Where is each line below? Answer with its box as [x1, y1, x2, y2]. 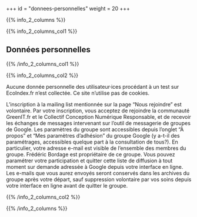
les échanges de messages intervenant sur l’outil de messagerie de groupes [6, 119, 191, 126]
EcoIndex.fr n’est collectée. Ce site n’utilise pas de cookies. [6, 89, 150, 96]
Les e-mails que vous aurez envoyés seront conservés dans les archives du [6, 169, 190, 176]
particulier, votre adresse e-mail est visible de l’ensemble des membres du [6, 144, 186, 152]
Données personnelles [6, 45, 91, 55]
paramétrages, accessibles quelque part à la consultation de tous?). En [6, 138, 178, 145]
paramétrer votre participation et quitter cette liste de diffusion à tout [6, 157, 173, 164]
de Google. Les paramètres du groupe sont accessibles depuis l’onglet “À [6, 126, 184, 133]
